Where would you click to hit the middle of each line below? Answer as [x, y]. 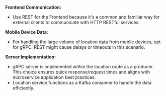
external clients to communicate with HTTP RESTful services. [76, 22]
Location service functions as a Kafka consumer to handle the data [82, 83]
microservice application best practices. [54, 77]
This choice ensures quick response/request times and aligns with [81, 72]
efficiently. [23, 88]
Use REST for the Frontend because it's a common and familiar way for [86, 17]
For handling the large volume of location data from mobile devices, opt [87, 42]
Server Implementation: [31, 57]
